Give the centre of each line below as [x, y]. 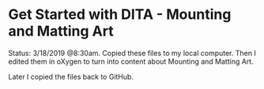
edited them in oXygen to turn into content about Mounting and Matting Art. [131, 61]
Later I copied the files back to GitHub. [71, 76]
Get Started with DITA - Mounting [120, 15]
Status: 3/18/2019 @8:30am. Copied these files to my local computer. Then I [132, 53]
